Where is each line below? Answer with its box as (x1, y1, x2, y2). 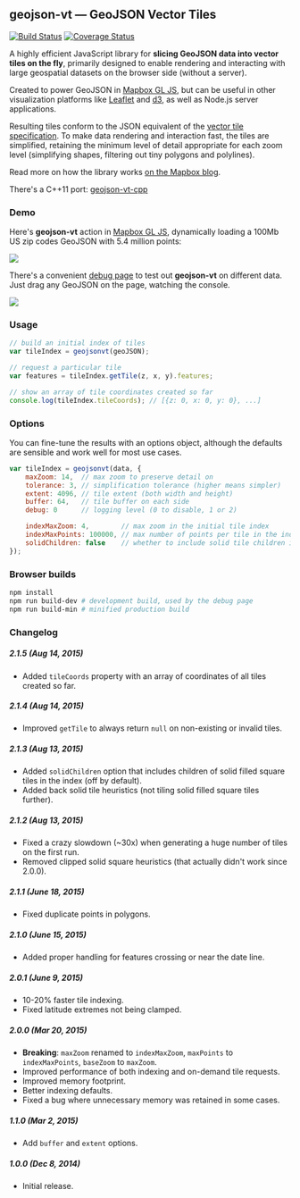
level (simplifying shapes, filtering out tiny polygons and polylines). (9, 149, 255, 160)
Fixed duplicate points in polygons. (21, 909, 151, 919)
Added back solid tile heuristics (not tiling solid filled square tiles (21, 785, 260, 796)
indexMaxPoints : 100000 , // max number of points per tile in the (25, 531, 278, 540)
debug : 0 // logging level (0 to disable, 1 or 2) (25, 506, 238, 515)
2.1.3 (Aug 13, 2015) (9, 743, 84, 754)
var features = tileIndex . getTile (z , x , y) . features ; (9, 372, 214, 381)
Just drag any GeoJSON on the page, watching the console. (9, 280, 230, 290)
